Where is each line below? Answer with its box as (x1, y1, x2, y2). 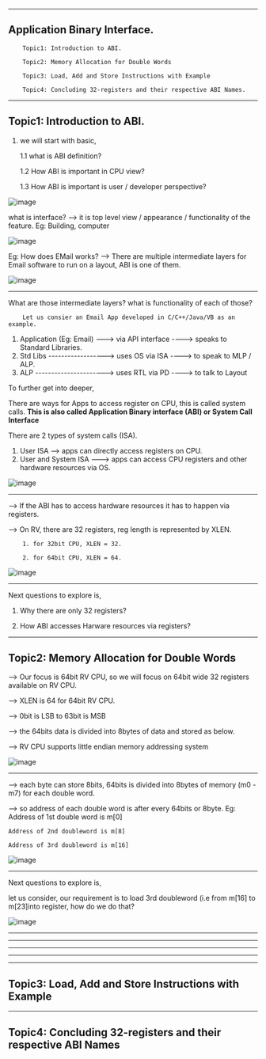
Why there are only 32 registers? (19, 605, 127, 615)
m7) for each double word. (8, 788, 95, 798)
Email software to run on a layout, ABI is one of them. (8, 260, 181, 269)
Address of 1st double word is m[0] (8, 812, 123, 822)
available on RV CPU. (8, 681, 78, 690)
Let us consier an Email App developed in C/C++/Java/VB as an (22, 313, 236, 321)
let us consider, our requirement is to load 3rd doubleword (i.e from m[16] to (8, 894, 256, 903)
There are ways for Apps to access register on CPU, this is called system (8, 398, 246, 408)
